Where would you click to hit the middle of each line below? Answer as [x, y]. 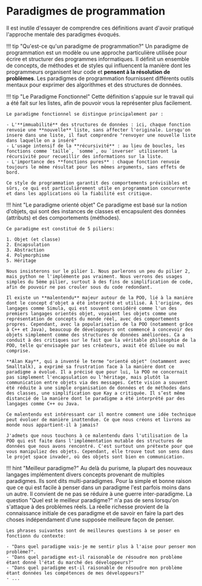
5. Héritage [21, 261]
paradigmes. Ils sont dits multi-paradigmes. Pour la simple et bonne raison [99, 481]
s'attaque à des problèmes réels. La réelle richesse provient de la [88, 507]
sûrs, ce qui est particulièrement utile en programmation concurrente [98, 188]
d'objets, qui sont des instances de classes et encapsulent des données [96, 211]
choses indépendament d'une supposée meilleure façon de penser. [90, 519]
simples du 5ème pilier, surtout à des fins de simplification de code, [100, 282]
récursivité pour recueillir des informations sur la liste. [85, 156]
